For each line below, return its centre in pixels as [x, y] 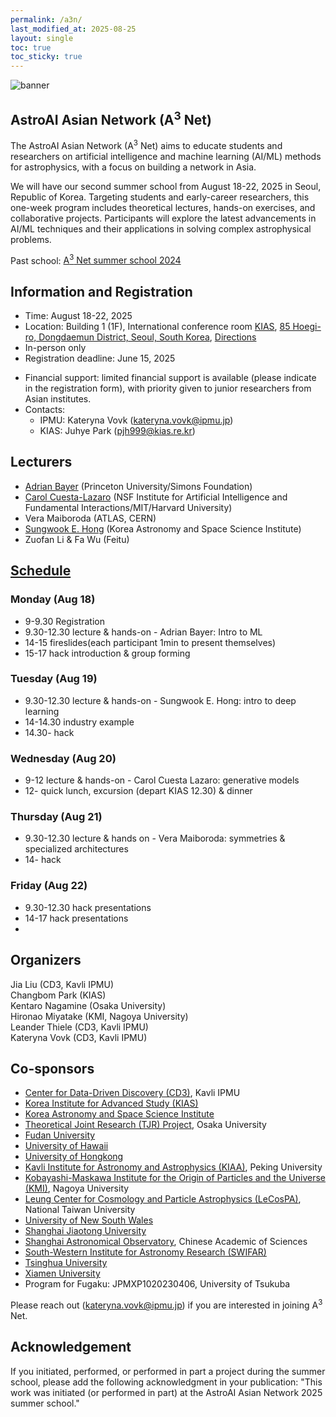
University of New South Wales [89, 1220]
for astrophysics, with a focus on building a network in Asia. [133, 167]
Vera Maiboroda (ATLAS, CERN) [90, 518]
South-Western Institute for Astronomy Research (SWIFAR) [145, 1252]
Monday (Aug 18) [53, 599]
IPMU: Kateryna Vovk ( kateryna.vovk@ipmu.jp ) [136, 420]
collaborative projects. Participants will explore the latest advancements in [163, 218]
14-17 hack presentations [76, 918]
